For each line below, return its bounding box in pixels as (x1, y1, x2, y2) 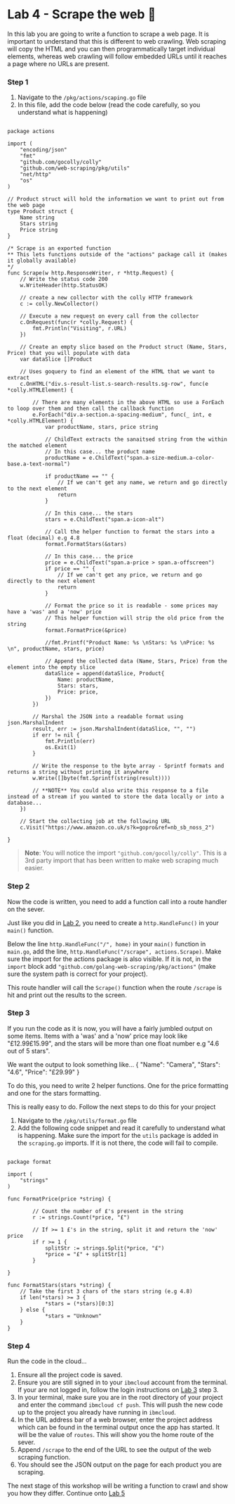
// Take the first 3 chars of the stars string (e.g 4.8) (20, 1288, 193, 1295)
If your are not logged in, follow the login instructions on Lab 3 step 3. (17, 1386, 219, 1394)
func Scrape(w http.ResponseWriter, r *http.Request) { (7, 270, 174, 277)
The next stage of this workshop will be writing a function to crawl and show (7, 1481, 228, 1490)
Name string (20, 214, 55, 221)
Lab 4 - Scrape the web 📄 (7, 6, 156, 23)
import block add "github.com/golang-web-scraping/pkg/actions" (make (7, 962, 216, 970)
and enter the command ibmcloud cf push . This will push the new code (17, 1400, 223, 1409)
